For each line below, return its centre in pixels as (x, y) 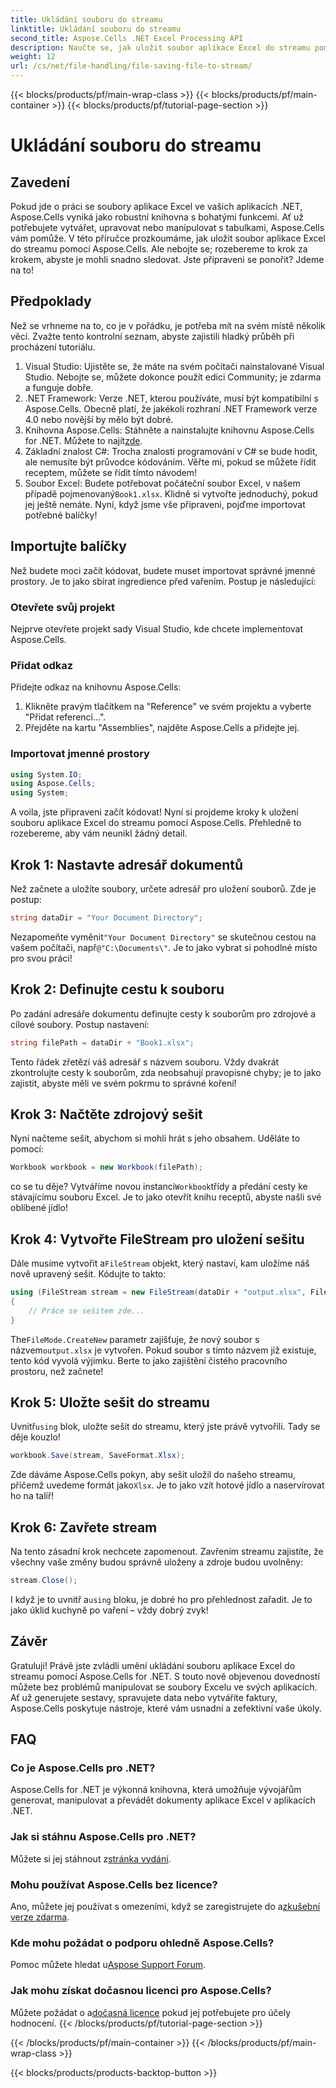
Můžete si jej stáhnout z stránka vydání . (91, 1858)
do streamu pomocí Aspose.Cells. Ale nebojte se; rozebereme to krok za (159, 249)
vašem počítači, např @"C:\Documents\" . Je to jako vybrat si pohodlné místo (164, 947)
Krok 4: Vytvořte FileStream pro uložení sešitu (157, 1239)
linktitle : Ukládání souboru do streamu (96, 29)
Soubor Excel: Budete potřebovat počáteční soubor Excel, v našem (162, 483)
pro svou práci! (41, 958)
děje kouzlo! (35, 1437)
